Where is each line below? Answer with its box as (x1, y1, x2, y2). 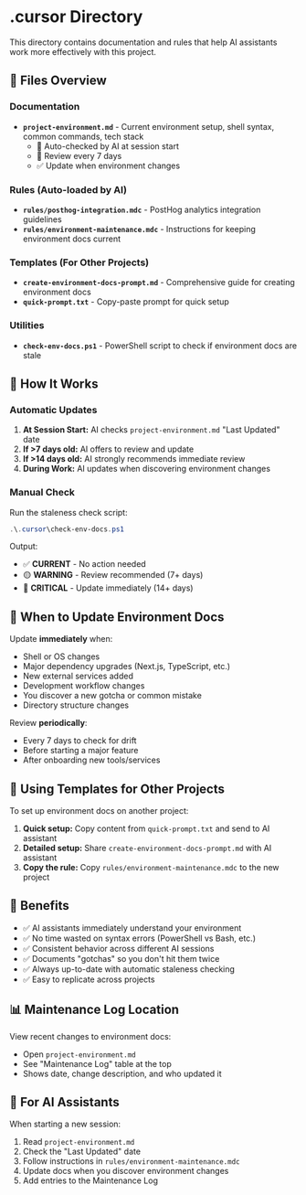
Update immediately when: (9, 634, 113, 645)
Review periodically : (9, 718, 88, 729)
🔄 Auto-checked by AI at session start (36, 140, 180, 152)
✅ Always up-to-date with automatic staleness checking (22, 963, 236, 975)
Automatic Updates (9, 403, 98, 416)
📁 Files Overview (9, 73, 107, 89)
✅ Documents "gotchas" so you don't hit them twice (22, 953, 220, 964)
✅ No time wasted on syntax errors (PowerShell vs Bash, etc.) (22, 933, 257, 944)
